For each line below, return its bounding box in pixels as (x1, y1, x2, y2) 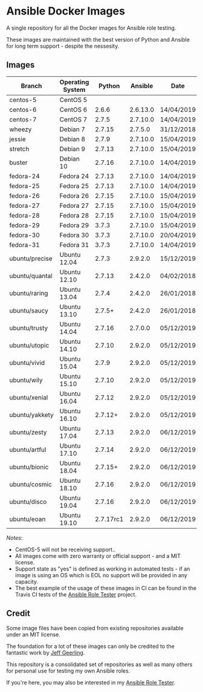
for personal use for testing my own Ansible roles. (6, 667, 130, 674)
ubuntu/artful (9, 445, 47, 454)
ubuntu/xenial (9, 393, 48, 401)
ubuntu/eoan (9, 515, 46, 523)
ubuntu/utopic (9, 341, 50, 349)
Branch (21, 82, 42, 90)
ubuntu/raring (9, 289, 48, 297)
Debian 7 (59, 125, 86, 134)
